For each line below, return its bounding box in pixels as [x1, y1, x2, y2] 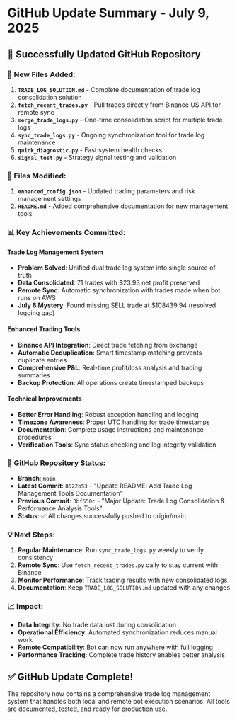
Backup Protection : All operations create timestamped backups [17, 378, 204, 387]
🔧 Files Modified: [7, 171, 67, 181]
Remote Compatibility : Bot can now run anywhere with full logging [17, 643, 214, 651]
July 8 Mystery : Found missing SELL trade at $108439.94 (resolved [17, 301, 216, 309]
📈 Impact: [7, 602, 44, 612]
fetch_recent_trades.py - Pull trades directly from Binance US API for [17, 101, 221, 109]
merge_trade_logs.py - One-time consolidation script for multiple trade [17, 115, 223, 124]
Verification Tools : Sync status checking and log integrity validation [17, 440, 217, 449]
